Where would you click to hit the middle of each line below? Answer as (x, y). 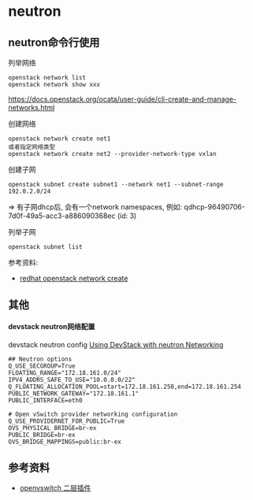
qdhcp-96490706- (215, 207)
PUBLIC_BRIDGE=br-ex (42, 435)
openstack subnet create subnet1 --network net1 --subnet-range (116, 184)
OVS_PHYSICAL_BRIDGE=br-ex (52, 428)
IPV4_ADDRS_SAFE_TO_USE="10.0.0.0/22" (72, 380)
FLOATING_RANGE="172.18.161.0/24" (65, 372)
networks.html (32, 107)
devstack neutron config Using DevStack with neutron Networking (116, 344)
